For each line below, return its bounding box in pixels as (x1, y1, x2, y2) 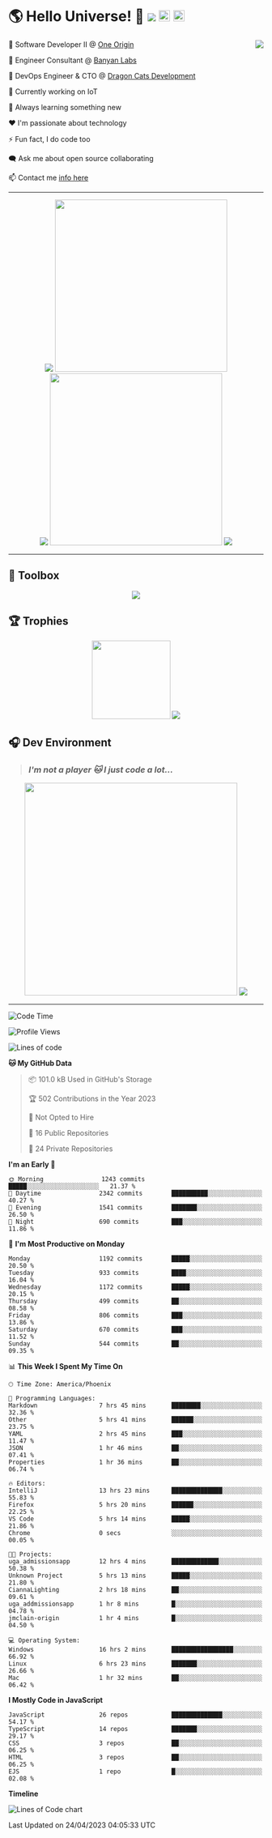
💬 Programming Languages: (8, 1395, 96, 1403)
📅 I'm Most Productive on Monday (8, 1239, 125, 1249)
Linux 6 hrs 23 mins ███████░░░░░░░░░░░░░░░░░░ (8, 1660, 263, 1668)
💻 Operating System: (8, 1636, 81, 1645)
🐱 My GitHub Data (8, 1059, 73, 1068)
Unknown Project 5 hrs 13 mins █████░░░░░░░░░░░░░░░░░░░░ (8, 1571, 263, 1580)
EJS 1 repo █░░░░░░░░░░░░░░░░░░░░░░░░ (8, 1768, 263, 1776)
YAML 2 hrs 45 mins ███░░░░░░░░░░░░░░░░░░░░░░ (8, 1430, 263, 1439)
